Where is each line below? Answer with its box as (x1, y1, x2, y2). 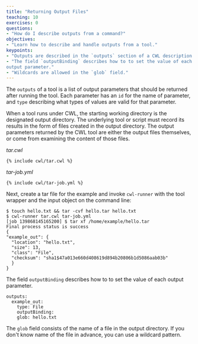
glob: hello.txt (17, 314, 58, 321)
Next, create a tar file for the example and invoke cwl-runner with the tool (6, 191, 185, 198)
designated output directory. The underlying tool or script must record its (6, 116, 185, 124)
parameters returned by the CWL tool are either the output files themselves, (6, 129, 191, 136)
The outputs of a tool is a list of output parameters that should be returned (6, 86, 188, 93)
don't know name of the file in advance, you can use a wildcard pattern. (6, 331, 182, 339)
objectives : (6, 36, 36, 42)
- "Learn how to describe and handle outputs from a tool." (6, 42, 158, 48)
